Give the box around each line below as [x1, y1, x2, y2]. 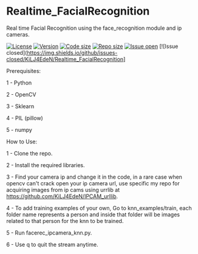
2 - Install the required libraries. [6, 161, 85, 168]
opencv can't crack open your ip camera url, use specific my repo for [6, 179, 180, 187]
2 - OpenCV [6, 91, 36, 98]
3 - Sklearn [6, 102, 35, 110]
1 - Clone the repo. [6, 149, 53, 157]
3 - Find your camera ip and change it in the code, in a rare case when [6, 173, 182, 180]
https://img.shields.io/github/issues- [27, 49, 118, 56]
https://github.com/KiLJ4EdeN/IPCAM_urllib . [6, 193, 118, 200]
